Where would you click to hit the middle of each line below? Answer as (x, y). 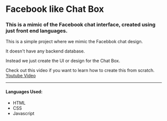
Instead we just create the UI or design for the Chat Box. (63, 61)
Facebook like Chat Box (55, 9)
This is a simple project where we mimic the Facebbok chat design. (74, 42)
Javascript (24, 113)
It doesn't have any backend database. (45, 51)
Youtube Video (21, 76)
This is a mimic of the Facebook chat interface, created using (81, 25)
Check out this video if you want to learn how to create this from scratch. (80, 70)
